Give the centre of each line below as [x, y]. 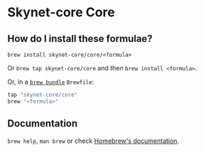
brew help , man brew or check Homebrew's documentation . [93, 141]
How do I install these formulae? [80, 39]
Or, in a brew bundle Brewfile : [51, 82]
